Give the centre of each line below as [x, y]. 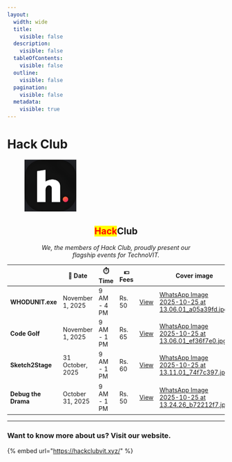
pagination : [31, 87]
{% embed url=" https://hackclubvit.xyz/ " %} [70, 451]
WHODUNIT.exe [33, 302]
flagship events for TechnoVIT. [116, 255]
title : [23, 29]
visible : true [40, 109]
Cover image [194, 276]
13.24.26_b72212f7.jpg [194, 405]
